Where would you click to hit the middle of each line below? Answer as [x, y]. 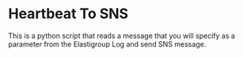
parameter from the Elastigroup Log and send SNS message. [107, 44]
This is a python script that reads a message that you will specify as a [122, 36]
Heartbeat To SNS [68, 14]
